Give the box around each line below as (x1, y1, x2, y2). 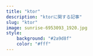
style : (6, 30, 22, 36)
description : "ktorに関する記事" (6, 14, 82, 20)
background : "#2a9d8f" (16, 36, 72, 41)
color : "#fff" (16, 41, 51, 47)
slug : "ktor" (6, 19, 38, 25)
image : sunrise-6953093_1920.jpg (6, 24, 88, 31)
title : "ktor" (6, 8, 41, 15)
